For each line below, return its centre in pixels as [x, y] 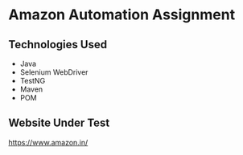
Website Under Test [59, 123]
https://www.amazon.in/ [48, 142]
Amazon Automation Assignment [122, 15]
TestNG [33, 81]
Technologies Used [58, 45]
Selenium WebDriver [54, 72]
